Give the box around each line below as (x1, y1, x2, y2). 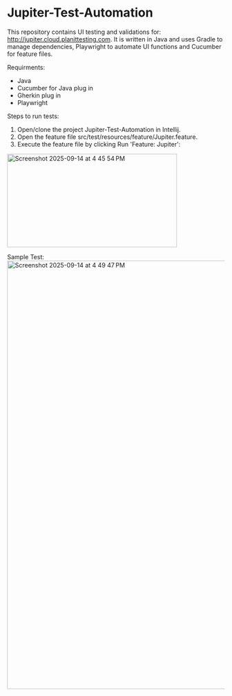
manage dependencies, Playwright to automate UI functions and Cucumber (7, 42, 222, 50)
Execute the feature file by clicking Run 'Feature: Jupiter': (17, 140, 181, 148)
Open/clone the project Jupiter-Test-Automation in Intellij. (17, 125, 181, 133)
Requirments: (7, 63, 46, 71)
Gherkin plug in (17, 91, 61, 100)
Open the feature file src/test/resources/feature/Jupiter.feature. (17, 133, 198, 141)
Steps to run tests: (7, 112, 59, 120)
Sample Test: (7, 252, 45, 261)
